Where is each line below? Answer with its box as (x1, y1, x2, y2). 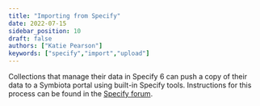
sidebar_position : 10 (8, 27, 82, 35)
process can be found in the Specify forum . (8, 89, 153, 98)
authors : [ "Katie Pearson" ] (8, 42, 103, 50)
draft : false (8, 34, 52, 43)
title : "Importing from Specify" (8, 11, 121, 20)
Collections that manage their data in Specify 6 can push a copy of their (8, 72, 248, 81)
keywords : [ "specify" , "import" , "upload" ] (8, 49, 150, 57)
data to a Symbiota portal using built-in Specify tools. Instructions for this (8, 80, 252, 90)
